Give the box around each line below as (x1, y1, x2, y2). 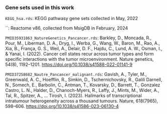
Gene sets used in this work (5, 4, 74, 11)
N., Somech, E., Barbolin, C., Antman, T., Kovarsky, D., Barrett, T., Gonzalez (5, 82, 160, 88)
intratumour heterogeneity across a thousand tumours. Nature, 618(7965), (5, 98, 158, 104)
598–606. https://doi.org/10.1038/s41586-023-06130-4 (5, 103, 119, 109)
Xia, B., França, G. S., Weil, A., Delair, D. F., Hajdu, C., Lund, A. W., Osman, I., (5, 46, 162, 52)
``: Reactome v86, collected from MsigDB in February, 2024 (5, 25, 128, 31)
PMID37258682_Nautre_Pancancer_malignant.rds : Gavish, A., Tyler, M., (5, 71, 147, 77)
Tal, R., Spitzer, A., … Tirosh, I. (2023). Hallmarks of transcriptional (5, 92, 142, 99)
